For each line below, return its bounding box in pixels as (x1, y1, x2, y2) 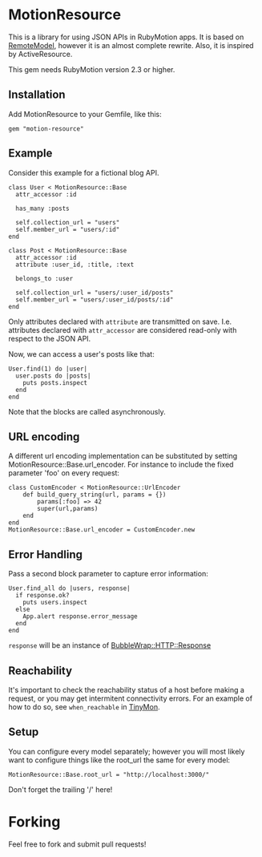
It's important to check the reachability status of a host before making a (8, 685, 244, 694)
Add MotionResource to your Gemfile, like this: (8, 109, 162, 119)
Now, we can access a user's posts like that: (8, 349, 155, 358)
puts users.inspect (22, 599, 88, 607)
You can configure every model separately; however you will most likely (8, 746, 245, 756)
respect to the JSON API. (8, 334, 91, 343)
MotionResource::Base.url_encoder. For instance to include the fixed (8, 459, 234, 470)
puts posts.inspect (22, 378, 88, 386)
